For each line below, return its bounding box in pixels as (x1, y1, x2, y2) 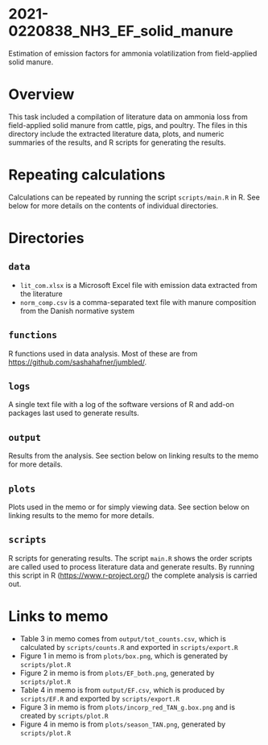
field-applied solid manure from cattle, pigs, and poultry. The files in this (8, 120, 248, 130)
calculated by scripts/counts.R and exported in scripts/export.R (19, 642, 239, 652)
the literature (19, 289, 63, 298)
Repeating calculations (8, 166, 166, 184)
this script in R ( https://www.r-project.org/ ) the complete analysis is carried (8, 570, 258, 580)
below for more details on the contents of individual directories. (8, 200, 219, 210)
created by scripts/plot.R (19, 710, 109, 720)
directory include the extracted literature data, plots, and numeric (8, 129, 225, 138)
